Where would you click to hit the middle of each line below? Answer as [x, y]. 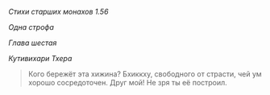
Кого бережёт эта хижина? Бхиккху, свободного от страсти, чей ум [145, 74]
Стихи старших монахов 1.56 [58, 12]
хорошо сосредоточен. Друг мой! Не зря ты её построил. [127, 83]
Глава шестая [33, 43]
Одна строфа [31, 27]
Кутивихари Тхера [40, 58]
